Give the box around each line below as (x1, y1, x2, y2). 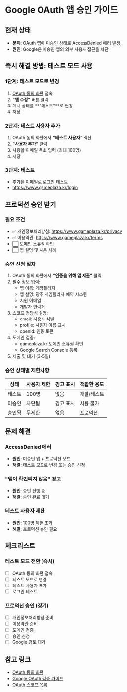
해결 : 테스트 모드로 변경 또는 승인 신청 (12, 462, 85, 468)
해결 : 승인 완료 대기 (12, 494, 49, 500)
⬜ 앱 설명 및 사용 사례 (12, 247, 57, 253)
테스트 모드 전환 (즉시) (5, 558, 55, 565)
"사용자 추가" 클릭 (12, 141, 48, 147)
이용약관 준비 (12, 621, 38, 627)
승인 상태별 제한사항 (5, 367, 50, 374)
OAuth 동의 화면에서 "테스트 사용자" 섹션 (12, 134, 92, 140)
